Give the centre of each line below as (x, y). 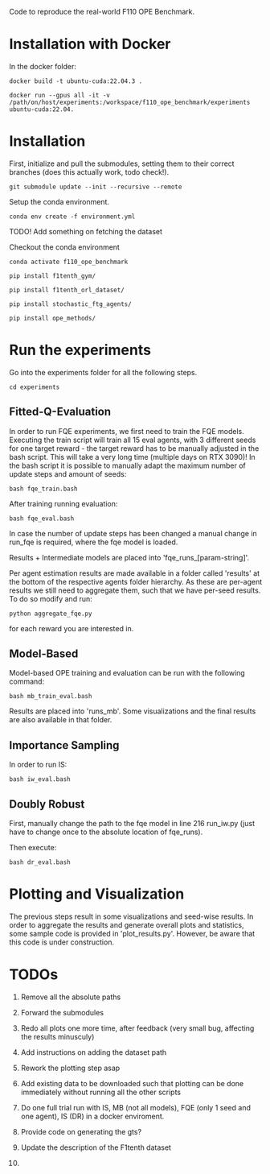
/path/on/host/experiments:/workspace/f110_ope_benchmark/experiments (130, 102)
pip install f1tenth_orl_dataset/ (67, 290)
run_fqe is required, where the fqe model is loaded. (94, 542)
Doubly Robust (47, 804)
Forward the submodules (62, 1012)
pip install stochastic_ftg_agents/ (70, 304)
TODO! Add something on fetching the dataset (86, 231)
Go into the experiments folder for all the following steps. (103, 372)
